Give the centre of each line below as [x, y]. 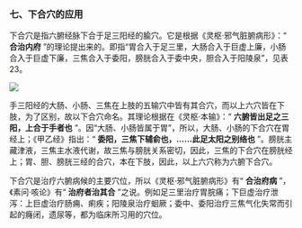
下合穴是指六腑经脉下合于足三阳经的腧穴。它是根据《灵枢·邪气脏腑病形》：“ [148, 36]
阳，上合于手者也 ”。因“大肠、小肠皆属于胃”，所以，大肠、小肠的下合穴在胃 [150, 128]
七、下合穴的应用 [46, 14]
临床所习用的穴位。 [131, 214]
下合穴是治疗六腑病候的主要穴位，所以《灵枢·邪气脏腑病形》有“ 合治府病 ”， [150, 181]
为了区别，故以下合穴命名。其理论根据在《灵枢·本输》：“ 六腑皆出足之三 [157, 117]
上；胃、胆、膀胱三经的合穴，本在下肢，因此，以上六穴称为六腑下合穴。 [143, 162]
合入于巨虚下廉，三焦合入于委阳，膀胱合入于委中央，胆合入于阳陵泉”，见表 [149, 58]
